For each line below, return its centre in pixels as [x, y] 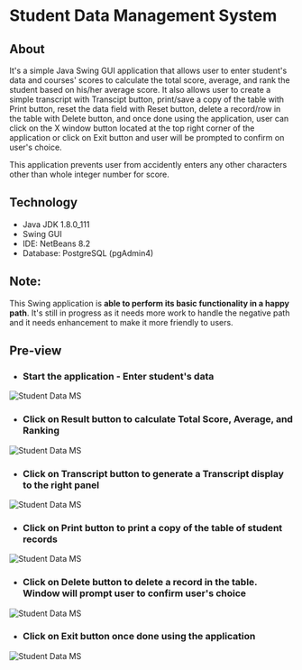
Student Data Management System [143, 16]
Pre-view [36, 351]
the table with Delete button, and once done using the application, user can [149, 119]
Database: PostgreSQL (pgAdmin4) [88, 252]
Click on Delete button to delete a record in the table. [140, 583]
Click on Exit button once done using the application [139, 637]
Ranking [41, 431]
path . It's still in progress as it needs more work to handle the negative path [150, 313]
